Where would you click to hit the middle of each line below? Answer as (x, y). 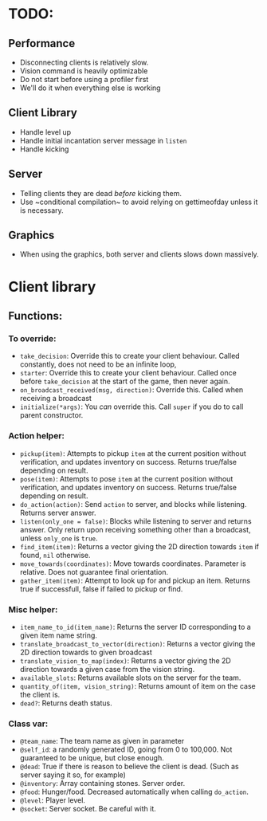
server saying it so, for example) (73, 775)
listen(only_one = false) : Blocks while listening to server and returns (136, 521)
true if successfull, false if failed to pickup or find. (101, 589)
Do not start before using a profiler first (84, 79)
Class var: (28, 724)
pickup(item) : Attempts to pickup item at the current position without (133, 453)
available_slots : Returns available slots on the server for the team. (130, 678)
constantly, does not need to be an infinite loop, (98, 364)
